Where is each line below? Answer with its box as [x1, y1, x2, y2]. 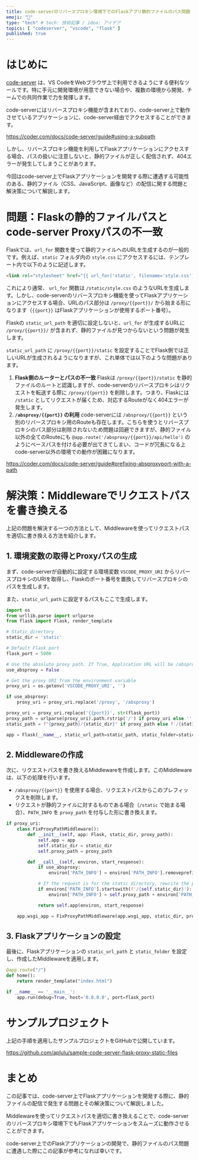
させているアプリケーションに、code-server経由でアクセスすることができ [6, 114, 187, 121]
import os [6, 607, 31, 613]
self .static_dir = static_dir [37, 843, 113, 848]
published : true [6, 31, 46, 37]
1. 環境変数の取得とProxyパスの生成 [6, 551, 137, 561]
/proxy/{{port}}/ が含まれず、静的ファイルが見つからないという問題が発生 [6, 326, 190, 333]
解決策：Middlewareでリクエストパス [6, 489, 191, 503]
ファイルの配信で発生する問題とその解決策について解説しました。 [6, 1099, 167, 1107]
